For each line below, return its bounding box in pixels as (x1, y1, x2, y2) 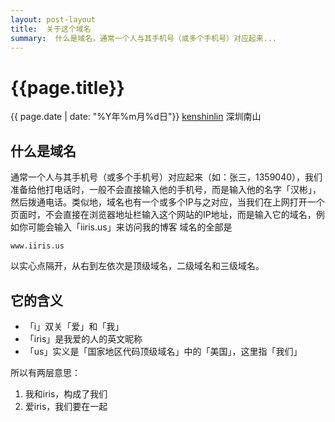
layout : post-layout (10, 14, 97, 25)
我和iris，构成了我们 (24, 387, 108, 400)
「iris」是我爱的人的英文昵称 (24, 332, 143, 345)
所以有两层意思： (10, 366, 81, 378)
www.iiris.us (10, 241, 65, 251)
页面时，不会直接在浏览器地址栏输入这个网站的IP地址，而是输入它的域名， (10, 209, 317, 221)
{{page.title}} (10, 76, 125, 99)
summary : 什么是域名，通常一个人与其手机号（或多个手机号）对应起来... (10, 33, 278, 43)
